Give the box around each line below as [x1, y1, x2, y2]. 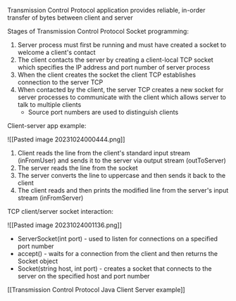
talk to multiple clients [17, 101, 82, 108]
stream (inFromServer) [17, 193, 84, 202]
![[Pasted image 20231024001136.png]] [7, 221, 122, 229]
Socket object [17, 257, 58, 265]
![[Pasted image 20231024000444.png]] [7, 135, 125, 143]
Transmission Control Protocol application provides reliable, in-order [7, 6, 206, 14]
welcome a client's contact [17, 49, 97, 56]
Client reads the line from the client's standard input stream [17, 149, 190, 157]
